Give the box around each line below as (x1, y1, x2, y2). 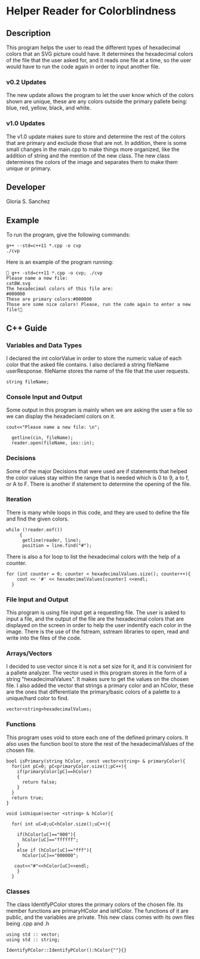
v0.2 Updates (6, 78, 47, 86)
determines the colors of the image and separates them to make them (6, 158, 178, 165)
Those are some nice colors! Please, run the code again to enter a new (6, 301, 191, 308)
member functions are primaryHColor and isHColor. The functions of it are (6, 907, 189, 914)
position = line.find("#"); (21, 542, 93, 549)
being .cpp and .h (6, 919, 50, 927)
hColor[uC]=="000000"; (21, 852, 79, 858)
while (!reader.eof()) (6, 527, 63, 533)
